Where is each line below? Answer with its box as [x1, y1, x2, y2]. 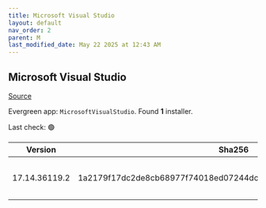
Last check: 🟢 [8, 122, 55, 131]
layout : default [8, 19, 62, 27]
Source [8, 91, 32, 100]
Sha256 [218, 144, 249, 155]
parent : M [8, 33, 41, 42]
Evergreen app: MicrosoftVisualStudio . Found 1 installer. [8, 106, 193, 115]
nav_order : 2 [8, 26, 51, 34]
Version [26, 144, 57, 155]
